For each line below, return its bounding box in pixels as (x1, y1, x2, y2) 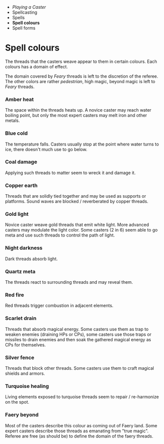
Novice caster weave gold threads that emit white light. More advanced (5, 222, 149, 228)
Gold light (5, 211, 29, 218)
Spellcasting (12, 9, 38, 15)
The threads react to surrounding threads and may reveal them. (5, 279, 133, 285)
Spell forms (12, 25, 36, 31)
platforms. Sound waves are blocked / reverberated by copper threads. (5, 199, 148, 205)
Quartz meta (5, 268, 36, 275)
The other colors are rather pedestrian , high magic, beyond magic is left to (5, 78, 156, 84)
